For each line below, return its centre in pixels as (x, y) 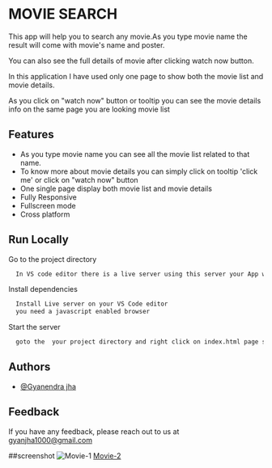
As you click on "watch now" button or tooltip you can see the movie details (135, 100)
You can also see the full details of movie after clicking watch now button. (131, 61)
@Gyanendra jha (48, 386)
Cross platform (45, 214)
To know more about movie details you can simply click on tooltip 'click (139, 171)
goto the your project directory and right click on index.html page (137, 342)
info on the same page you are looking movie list (89, 109)
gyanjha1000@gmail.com (51, 440)
